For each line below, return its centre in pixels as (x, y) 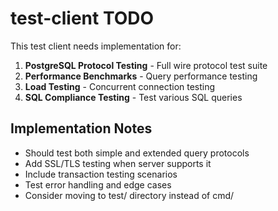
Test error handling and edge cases (98, 184)
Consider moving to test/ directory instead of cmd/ (129, 195)
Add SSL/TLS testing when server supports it (118, 163)
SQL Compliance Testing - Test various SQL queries (133, 97)
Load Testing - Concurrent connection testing (120, 86)
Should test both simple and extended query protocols (137, 153)
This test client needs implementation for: (96, 46)
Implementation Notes (81, 128)
